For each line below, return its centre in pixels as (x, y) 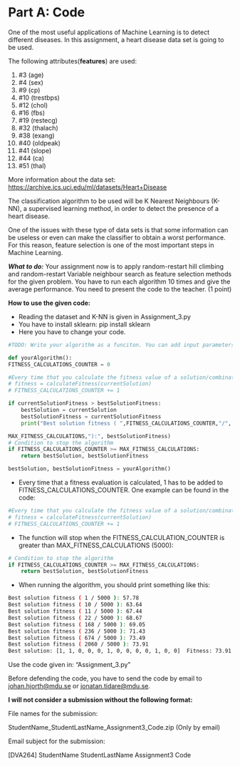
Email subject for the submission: (57, 741)
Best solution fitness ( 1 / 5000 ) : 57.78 (74, 598)
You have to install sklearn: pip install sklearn (84, 324)
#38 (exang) (37, 135)
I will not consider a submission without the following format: (100, 700)
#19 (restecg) (38, 120)
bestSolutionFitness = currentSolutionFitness (91, 416)
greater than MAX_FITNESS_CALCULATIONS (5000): (96, 545)
